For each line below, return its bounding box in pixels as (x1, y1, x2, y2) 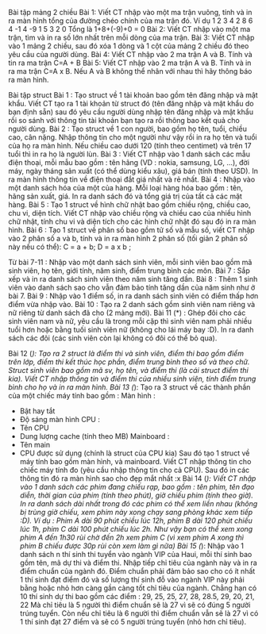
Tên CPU (19, 423, 49, 432)
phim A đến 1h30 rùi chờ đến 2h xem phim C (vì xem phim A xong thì (19, 532, 245, 542)
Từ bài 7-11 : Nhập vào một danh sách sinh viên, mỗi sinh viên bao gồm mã (8, 258, 253, 267)
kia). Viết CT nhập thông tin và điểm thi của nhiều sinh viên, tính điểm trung (8, 374, 256, 383)
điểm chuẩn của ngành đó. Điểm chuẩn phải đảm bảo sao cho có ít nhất (19, 567, 256, 575)
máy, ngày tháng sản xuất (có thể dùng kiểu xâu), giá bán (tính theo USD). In (8, 167, 259, 175)
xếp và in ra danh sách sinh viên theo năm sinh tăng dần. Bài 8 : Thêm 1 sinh (8, 275, 258, 283)
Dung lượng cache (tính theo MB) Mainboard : (19, 432, 170, 440)
